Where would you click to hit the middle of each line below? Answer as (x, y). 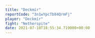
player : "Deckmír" (24, 19)
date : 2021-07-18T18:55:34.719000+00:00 (48, 28)
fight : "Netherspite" (28, 23)
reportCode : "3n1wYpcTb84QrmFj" (39, 14)
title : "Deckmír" (23, 10)
